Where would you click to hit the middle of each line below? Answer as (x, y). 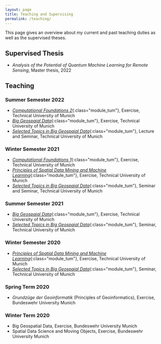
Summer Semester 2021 (34, 204)
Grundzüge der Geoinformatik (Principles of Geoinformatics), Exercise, (84, 297)
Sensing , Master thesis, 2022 (42, 70)
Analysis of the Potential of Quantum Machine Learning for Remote (80, 65)
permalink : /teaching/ (28, 19)
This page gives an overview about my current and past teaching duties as (80, 33)
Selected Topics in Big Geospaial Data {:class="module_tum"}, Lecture (83, 131)
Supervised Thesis (34, 53)
